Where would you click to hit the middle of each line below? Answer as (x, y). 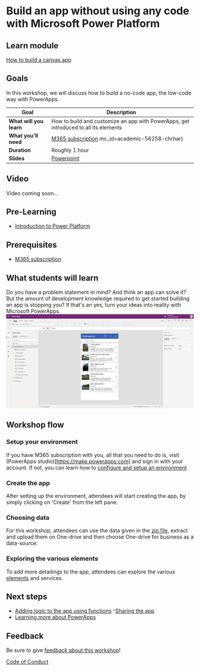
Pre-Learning (31, 212)
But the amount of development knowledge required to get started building (98, 299)
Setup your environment (42, 442)
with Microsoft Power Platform (83, 23)
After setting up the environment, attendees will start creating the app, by (96, 496)
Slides (17, 158)
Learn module (32, 46)
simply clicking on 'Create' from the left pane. (62, 502)
